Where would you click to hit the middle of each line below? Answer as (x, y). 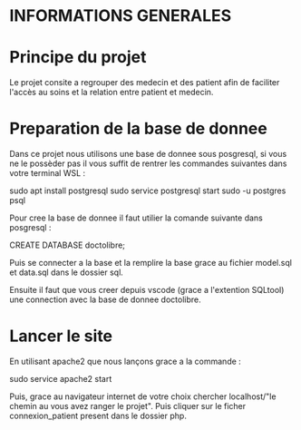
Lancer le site (61, 336)
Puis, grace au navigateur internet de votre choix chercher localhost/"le (143, 396)
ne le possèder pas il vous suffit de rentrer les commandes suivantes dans (148, 163)
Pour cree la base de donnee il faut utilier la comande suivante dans (136, 218)
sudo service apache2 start (61, 379)
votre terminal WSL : (48, 173)
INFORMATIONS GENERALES (121, 16)
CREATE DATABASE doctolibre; (67, 245)
